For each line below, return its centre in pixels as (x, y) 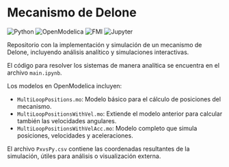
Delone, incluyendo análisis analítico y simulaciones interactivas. (98, 52)
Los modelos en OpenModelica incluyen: (65, 86)
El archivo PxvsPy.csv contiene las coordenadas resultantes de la (98, 149)
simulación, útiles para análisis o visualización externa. (84, 156)
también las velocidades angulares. (67, 120)
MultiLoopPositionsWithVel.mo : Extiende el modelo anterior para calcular (120, 114)
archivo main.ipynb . (35, 73)
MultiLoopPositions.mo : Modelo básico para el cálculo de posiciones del (119, 99)
